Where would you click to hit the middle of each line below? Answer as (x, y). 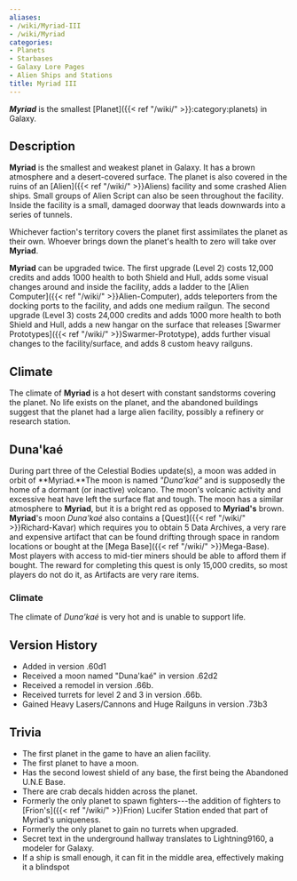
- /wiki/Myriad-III (45, 26)
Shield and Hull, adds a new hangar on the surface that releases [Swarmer (145, 324)
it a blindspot (46, 867)
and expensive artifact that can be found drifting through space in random (145, 537)
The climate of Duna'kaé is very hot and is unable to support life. (128, 617)
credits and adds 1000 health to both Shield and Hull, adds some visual (139, 277)
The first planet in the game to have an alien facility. (116, 753)
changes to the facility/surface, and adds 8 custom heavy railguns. (131, 344)
